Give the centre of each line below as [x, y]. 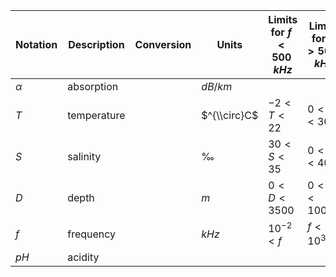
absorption [93, 86]
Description [96, 44]
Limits [283, 19]
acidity [83, 257]
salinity [84, 156]
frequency [92, 234]
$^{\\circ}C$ [230, 115]
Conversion [163, 44]
